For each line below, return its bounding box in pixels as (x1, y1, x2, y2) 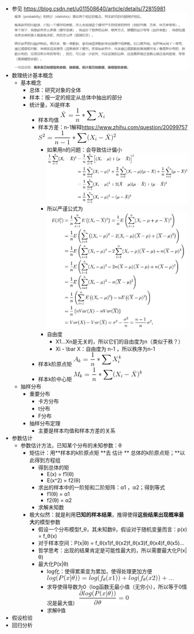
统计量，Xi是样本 (29, 101, 71, 108)
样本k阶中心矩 (38, 376, 72, 383)
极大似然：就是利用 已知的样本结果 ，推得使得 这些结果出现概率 (29, 511, 179, 519)
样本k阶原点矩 (38, 361, 72, 368)
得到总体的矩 (38, 464, 69, 471)
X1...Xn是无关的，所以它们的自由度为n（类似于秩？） (55, 338, 184, 345)
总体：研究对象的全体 (29, 87, 81, 94)
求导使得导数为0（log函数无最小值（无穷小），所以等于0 (46, 583, 182, 590)
